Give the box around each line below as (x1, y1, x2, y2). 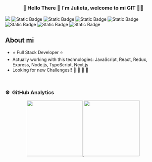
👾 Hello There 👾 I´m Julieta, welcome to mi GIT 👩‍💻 (23, 4, 144, 11)
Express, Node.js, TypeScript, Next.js (12, 62, 89, 68)
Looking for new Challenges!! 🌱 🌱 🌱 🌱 (12, 67, 89, 73)
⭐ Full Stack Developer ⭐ (12, 50, 63, 55)
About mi (5, 36, 34, 44)
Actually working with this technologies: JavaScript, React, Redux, (12, 56, 148, 62)
